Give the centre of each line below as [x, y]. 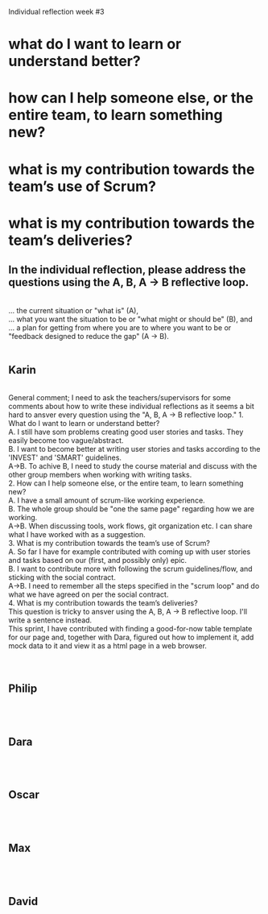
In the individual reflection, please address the [127, 270]
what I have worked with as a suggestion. [77, 535]
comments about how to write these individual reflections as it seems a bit [132, 407]
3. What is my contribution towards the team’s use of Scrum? [109, 544]
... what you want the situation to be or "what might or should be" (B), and [131, 319]
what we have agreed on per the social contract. [89, 594]
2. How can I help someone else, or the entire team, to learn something [126, 483]
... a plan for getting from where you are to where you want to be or [120, 327]
